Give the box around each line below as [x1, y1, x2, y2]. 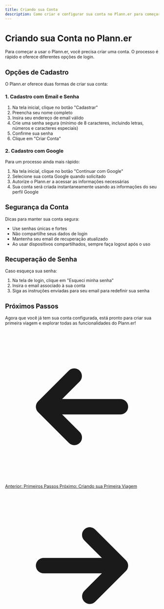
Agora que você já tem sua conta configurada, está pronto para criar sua [5, 315, 152, 321]
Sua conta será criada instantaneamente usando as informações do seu [12, 183, 157, 189]
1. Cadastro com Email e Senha [5, 93, 80, 100]
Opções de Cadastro [5, 68, 69, 76]
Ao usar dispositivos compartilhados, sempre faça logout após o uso [12, 241, 150, 247]
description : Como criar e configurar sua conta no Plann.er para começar [5, 12, 161, 17]
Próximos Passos [5, 302, 59, 310]
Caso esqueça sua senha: [5, 268, 57, 274]
